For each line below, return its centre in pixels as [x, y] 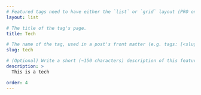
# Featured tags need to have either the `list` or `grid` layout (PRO [97, 12]
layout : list [22, 17]
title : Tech [21, 33]
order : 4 [17, 82]
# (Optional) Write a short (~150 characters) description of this [92, 61]
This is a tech [31, 72]
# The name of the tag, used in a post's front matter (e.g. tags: [92, 45]
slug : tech [20, 50]
